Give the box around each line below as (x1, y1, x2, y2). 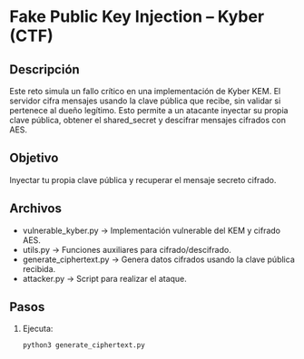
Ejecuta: (22, 324, 54, 335)
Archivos (9, 201, 62, 217)
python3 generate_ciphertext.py (22, 341, 145, 350)
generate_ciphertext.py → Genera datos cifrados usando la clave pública (22, 254, 295, 265)
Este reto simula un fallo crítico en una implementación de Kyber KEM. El (9, 86, 281, 96)
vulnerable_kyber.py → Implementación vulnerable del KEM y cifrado (22, 225, 281, 236)
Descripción (9, 62, 80, 77)
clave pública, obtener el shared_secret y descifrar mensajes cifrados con (9, 115, 286, 125)
